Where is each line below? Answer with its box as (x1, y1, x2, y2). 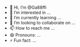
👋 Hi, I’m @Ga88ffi (9, 5, 47, 10)
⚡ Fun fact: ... (9, 37, 36, 43)
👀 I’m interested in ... (9, 10, 51, 15)
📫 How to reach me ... (9, 25, 55, 31)
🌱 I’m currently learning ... (9, 15, 62, 20)
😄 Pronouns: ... (9, 32, 41, 38)
